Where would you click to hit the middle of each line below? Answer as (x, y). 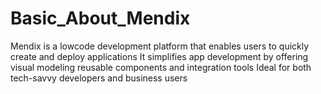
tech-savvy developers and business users (99, 78)
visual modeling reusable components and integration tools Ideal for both (161, 67)
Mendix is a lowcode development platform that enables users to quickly (160, 46)
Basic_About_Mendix (100, 18)
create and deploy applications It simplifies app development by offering (159, 56)
